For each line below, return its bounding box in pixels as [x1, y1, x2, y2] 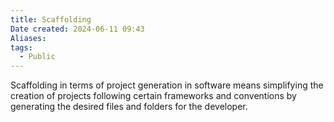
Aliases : [10, 33, 47, 43]
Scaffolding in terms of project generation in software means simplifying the [10, 79, 324, 91]
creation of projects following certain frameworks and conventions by [10, 90, 297, 102]
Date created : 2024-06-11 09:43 [10, 24, 145, 34]
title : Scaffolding [10, 14, 92, 25]
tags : [10, 42, 33, 53]
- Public [19, 52, 56, 62]
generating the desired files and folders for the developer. [10, 101, 248, 113]
